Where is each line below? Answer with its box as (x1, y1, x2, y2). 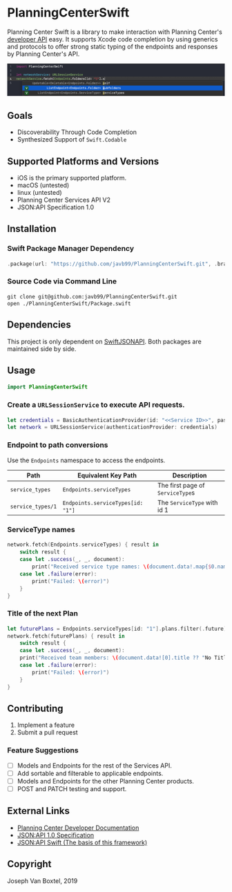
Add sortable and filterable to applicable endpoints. (17, 769, 164, 777)
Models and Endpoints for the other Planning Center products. (17, 777, 195, 785)
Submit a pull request (17, 728, 78, 737)
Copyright (7, 858, 52, 870)
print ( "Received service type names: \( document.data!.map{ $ (32, 563, 212, 571)
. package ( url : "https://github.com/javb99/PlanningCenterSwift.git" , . (7, 260, 217, 267)
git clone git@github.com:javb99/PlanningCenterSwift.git (7, 293, 177, 300)
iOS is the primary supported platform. (17, 173, 127, 182)
